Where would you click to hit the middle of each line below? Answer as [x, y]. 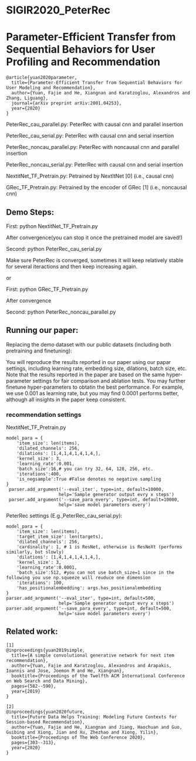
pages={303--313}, [34, 742]
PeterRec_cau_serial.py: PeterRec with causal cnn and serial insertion [90, 136]
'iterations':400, [39, 474]
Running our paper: [42, 330]
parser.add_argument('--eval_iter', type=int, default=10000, [86, 490]
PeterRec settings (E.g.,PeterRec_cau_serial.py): [64, 516]
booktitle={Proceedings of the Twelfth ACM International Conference [98, 676]
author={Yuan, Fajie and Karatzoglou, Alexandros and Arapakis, [92, 665]
